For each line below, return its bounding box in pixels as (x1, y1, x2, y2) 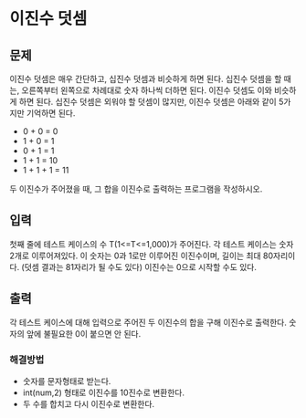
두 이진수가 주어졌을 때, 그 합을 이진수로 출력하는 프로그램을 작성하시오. (9, 183, 263, 194)
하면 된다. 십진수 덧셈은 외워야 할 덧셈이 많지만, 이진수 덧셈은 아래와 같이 (18, 97, 277, 107)
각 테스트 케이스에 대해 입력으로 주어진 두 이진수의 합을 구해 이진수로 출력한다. (9, 317, 288, 328)
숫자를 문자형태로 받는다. (22, 375, 111, 386)
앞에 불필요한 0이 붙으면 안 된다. (26, 328, 142, 339)
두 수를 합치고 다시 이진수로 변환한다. (22, 398, 155, 409)
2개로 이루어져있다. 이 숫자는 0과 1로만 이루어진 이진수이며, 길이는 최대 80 (9, 250, 274, 261)
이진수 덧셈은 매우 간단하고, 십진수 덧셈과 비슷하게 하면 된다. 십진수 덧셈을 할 (9, 74, 282, 84)
